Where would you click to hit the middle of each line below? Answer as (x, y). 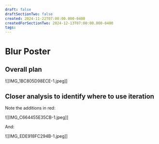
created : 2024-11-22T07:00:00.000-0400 (45, 18)
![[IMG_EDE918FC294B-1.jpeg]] (36, 136)
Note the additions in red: (30, 108)
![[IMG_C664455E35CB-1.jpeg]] (37, 117)
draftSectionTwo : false (29, 14)
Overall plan (23, 69)
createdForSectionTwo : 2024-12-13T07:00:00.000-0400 (59, 23)
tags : (10, 28)
